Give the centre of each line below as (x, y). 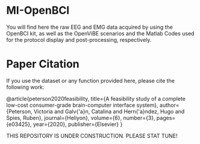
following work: (25, 87)
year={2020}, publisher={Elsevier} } (78, 124)
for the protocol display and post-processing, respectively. (79, 40)
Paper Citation (43, 64)
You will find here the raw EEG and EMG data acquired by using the (89, 27)
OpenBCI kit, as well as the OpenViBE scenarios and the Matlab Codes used (100, 33)
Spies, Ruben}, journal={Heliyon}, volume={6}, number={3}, (81, 118)
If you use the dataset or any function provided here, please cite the (90, 80)
